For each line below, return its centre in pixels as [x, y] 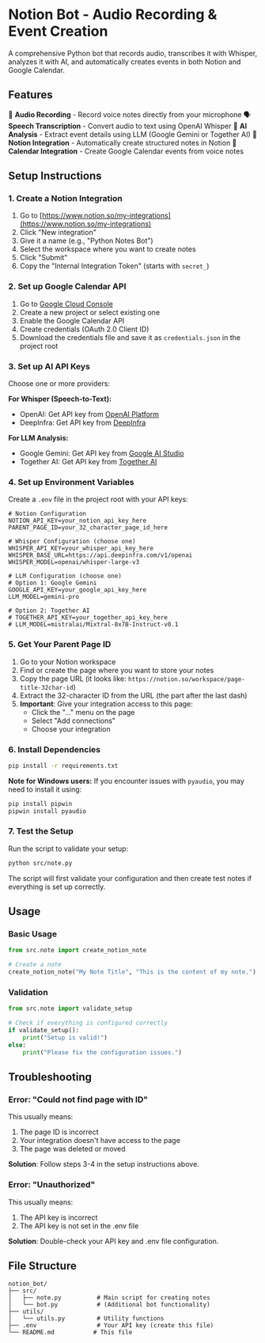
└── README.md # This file [70, 1333]
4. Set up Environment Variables [71, 482]
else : [17, 1045]
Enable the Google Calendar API [72, 320]
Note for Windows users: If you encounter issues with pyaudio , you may [127, 781]
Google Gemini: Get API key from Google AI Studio [102, 453]
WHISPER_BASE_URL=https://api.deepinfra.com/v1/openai [100, 555]
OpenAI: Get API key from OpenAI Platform [89, 414]
